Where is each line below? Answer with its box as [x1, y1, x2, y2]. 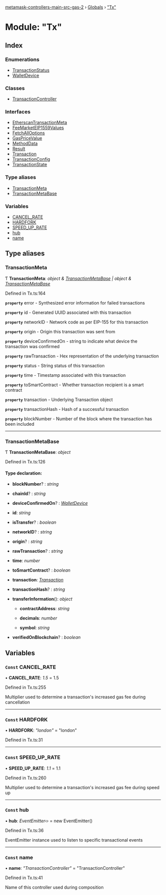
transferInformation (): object [12, 596, 73, 602]
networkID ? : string [12, 529, 52, 535]
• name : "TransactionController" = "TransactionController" [5, 865, 125, 871]
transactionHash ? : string [12, 586, 65, 592]
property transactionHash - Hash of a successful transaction [5, 406, 129, 412]
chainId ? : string [12, 491, 46, 496]
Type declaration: [5, 470, 42, 476]
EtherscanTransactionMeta [12, 120, 68, 126]
